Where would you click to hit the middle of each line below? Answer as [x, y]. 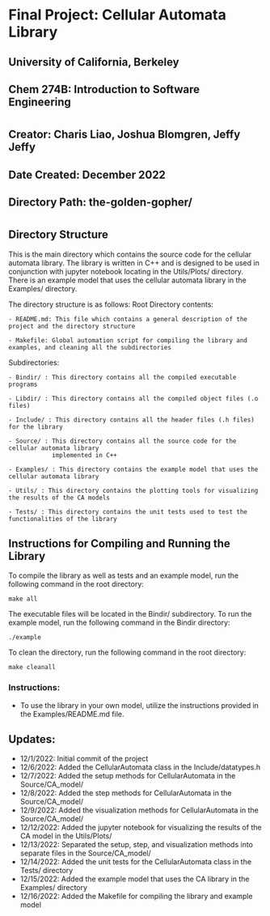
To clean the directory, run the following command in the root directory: [127, 652]
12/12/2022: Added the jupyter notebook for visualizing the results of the [141, 828]
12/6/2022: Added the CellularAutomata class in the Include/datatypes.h [140, 767]
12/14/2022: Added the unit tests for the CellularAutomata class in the [136, 862]
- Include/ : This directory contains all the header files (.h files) [131, 420]
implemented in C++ [84, 455]
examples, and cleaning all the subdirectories [90, 347]
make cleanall [32, 668]
